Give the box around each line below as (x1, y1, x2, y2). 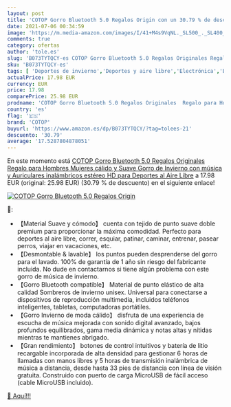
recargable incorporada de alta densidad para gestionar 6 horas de (16, 349, 208, 357)
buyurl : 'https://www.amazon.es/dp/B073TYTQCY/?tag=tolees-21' (7, 125, 192, 132)
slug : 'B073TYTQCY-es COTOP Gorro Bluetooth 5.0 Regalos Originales (7, 55, 208, 62)
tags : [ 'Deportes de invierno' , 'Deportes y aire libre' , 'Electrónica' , (7, 67, 220, 74)
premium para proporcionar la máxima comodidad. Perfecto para (16, 228, 201, 236)
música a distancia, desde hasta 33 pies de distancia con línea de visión (16, 364, 222, 372)
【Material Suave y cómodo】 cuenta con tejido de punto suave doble (16, 219, 215, 228)
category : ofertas (7, 42, 60, 49)
